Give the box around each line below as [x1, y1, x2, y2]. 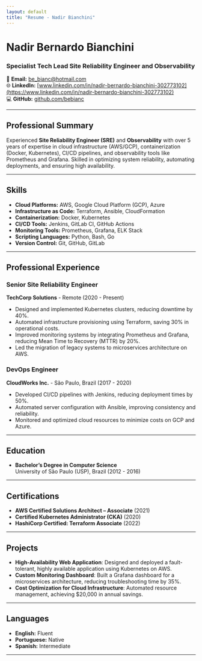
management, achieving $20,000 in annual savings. [14, 591, 143, 598]
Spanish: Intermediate [14, 642, 71, 650]
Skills [6, 185, 27, 195]
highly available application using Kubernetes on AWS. [37, 565, 173, 573]
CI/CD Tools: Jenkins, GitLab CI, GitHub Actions [14, 220, 135, 227]
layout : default [6, 8, 47, 15]
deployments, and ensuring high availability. [6, 162, 115, 169]
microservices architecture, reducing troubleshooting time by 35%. [14, 578, 182, 585]
